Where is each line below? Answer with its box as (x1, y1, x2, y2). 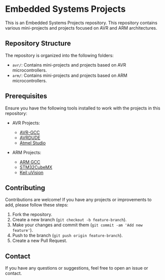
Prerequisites (5, 92, 47, 101)
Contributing (5, 183, 45, 192)
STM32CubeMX (19, 164, 53, 170)
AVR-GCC (19, 129, 40, 135)
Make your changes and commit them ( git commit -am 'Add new (12, 222, 143, 228)
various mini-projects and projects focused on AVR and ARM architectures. (5, 25, 158, 31)
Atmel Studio (19, 140, 46, 146)
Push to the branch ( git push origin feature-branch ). (12, 233, 123, 239)
